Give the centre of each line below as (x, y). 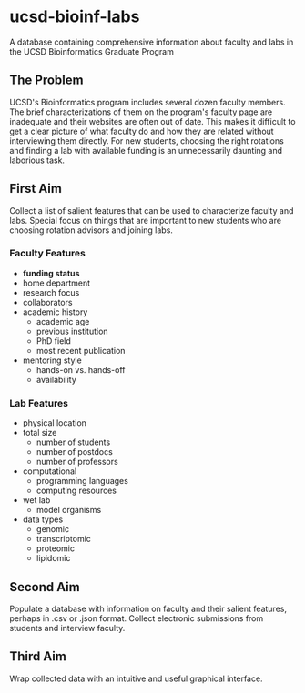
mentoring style (52, 360)
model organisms (69, 510)
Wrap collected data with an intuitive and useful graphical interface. (136, 678)
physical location (54, 423)
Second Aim (45, 587)
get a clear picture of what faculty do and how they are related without (142, 131)
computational (50, 471)
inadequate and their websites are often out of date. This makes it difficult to (152, 121)
